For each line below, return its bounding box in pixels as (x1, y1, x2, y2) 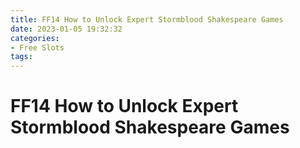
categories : (10, 33, 60, 43)
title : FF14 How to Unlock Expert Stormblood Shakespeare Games (10, 14, 284, 25)
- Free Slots (10, 42, 65, 53)
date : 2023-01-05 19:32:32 (10, 24, 123, 34)
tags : (10, 52, 33, 62)
